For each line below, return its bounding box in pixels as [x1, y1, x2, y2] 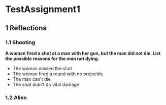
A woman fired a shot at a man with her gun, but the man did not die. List [5, 50, 161, 56]
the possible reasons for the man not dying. [5, 56, 99, 62]
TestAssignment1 [5, 4, 80, 15]
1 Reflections [5, 24, 47, 32]
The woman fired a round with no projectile [12, 71, 103, 77]
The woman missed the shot [12, 65, 72, 71]
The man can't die [12, 76, 51, 82]
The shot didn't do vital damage [12, 81, 80, 87]
